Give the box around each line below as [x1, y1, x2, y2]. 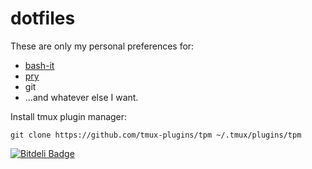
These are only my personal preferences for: [10, 40, 195, 52]
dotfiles [10, 7, 76, 30]
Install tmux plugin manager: [10, 110, 128, 122]
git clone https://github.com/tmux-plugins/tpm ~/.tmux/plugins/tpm [10, 130, 302, 140]
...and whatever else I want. [24, 91, 139, 103]
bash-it [24, 59, 55, 71]
